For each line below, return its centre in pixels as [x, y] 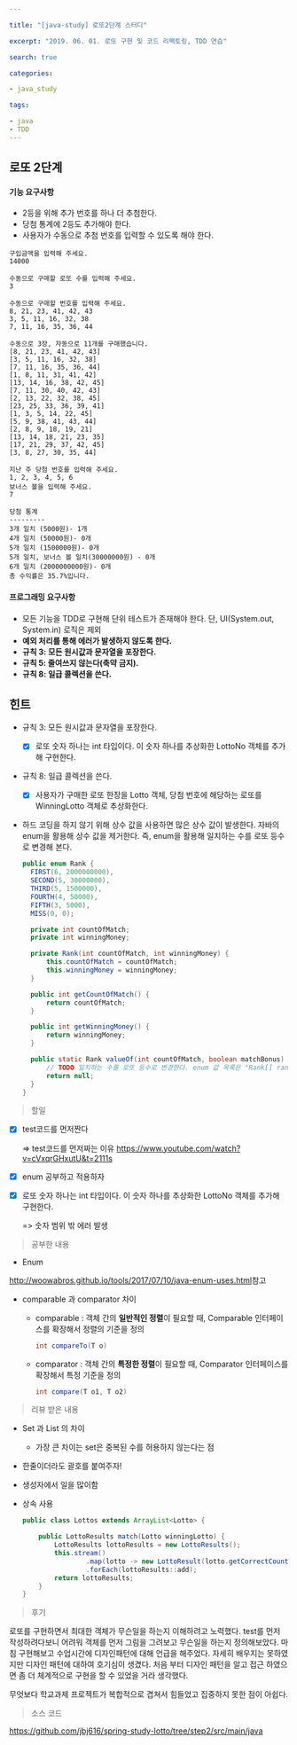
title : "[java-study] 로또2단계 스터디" [78, 25]
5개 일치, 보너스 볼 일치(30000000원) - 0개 [82, 558]
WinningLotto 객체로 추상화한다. [92, 806]
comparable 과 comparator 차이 [79, 1299]
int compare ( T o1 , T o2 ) [81, 1392]
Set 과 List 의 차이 [54, 1428]
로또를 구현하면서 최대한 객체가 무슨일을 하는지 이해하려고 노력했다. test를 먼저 [145, 1632]
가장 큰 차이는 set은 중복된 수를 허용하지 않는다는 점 [125, 1447]
